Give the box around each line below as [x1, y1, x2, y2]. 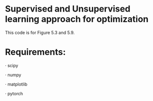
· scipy [5, 62, 18, 68]
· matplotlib [5, 81, 28, 87]
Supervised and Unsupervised [5, 3, 131, 14]
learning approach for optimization [5, 14, 149, 25]
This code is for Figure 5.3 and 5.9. [5, 29, 75, 35]
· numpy [5, 72, 21, 78]
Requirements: [5, 47, 66, 58]
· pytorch [5, 90, 23, 96]
